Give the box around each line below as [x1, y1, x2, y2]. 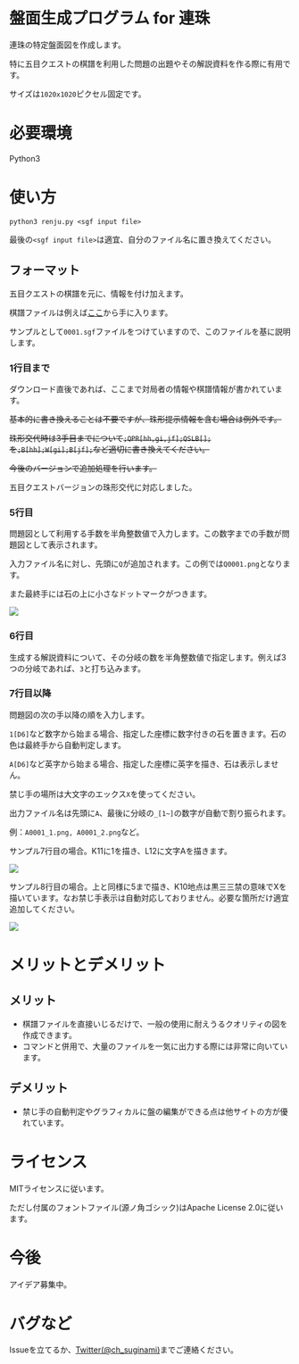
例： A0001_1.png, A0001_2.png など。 [9, 827, 145, 837]
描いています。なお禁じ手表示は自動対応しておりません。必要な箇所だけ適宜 [9, 892, 289, 902]
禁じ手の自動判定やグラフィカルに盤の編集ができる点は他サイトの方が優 [21, 1106, 288, 1117]
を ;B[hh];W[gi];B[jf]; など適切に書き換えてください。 [9, 444, 210, 454]
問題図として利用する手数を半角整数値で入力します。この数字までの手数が [9, 528, 283, 539]
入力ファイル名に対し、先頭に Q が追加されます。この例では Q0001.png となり [9, 559, 283, 570]
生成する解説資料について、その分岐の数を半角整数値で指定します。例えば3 [9, 652, 287, 662]
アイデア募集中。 [9, 1278, 72, 1290]
